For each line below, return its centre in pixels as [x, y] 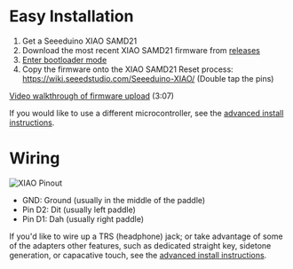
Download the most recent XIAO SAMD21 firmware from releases [141, 50]
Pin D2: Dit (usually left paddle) [79, 210]
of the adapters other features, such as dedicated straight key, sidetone [140, 245]
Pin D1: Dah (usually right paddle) [83, 218]
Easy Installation [71, 16]
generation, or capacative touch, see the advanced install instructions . [138, 255]
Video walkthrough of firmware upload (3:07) [92, 96]
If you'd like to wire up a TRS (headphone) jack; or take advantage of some [146, 236]
